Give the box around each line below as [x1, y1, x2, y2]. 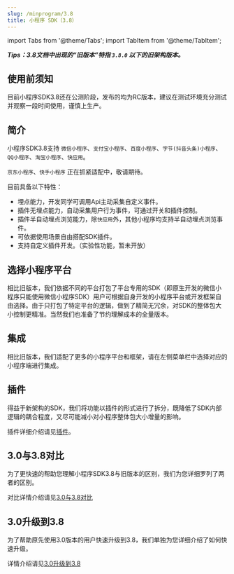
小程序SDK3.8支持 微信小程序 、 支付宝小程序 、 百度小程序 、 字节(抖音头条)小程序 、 [7, 144, 222, 153]
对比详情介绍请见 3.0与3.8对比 [7, 493, 93, 502]
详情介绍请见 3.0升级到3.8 [7, 559, 81, 568]
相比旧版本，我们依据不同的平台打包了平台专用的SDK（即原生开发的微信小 [7, 283, 222, 292]
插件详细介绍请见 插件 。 [7, 427, 75, 435]
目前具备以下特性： [7, 183, 63, 191]
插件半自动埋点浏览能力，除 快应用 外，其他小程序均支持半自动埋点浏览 [17, 215, 217, 224]
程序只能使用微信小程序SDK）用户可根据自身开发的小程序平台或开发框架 [7, 292, 216, 301]
